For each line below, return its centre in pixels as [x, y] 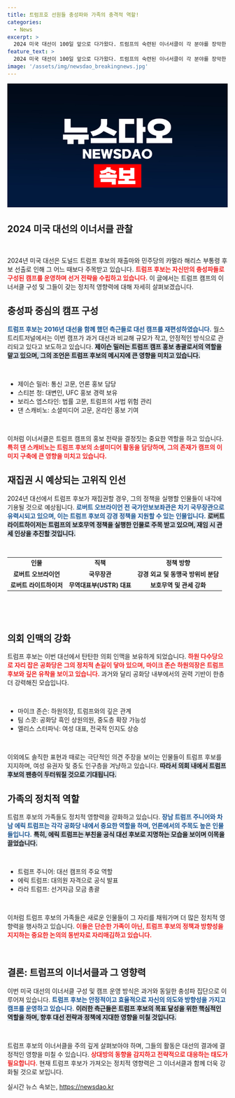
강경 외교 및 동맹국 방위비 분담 [178, 574]
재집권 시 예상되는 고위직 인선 [67, 480]
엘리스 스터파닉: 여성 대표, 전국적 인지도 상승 [78, 729]
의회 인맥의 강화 [39, 638]
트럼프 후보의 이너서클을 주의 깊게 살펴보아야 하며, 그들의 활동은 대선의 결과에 [113, 1046]
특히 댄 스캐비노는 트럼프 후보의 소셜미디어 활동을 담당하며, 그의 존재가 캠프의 [111, 447]
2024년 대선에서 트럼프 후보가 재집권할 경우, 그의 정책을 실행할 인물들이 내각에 [115, 498]
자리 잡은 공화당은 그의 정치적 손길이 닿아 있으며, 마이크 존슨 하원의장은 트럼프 [119, 666]
